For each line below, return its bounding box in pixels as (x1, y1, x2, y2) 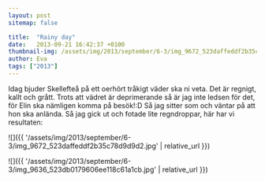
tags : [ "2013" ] (8, 62, 58, 71)
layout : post (8, 11, 51, 20)
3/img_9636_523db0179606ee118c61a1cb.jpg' (8, 165, 156, 174)
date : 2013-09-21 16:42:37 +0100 (8, 40, 125, 48)
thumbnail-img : (8, 48, 58, 56)
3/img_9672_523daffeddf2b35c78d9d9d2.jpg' (8, 141, 159, 150)
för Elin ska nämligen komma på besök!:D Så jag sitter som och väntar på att (8, 100, 256, 110)
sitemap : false (8, 19, 58, 27)
